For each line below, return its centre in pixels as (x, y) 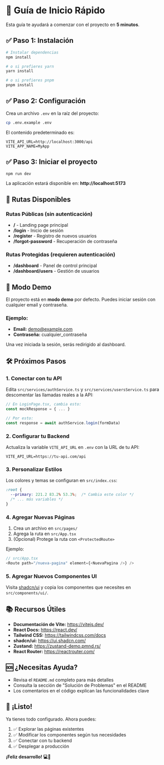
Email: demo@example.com (43, 329)
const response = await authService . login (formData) (63, 423)
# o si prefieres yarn (30, 66)
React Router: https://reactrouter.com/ (54, 651)
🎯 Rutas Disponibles (38, 199)
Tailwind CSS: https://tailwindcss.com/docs (60, 635)
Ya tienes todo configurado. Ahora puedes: (51, 719)
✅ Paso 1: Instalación (40, 41)
